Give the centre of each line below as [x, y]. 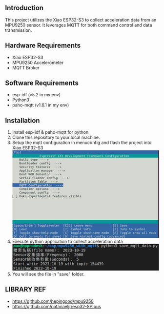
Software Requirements [42, 83]
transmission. [19, 30]
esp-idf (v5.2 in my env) [36, 95]
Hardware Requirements [43, 46]
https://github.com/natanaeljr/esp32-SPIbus [56, 306]
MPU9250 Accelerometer [38, 63]
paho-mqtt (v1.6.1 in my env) [41, 105]
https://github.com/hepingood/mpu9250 [53, 301]
